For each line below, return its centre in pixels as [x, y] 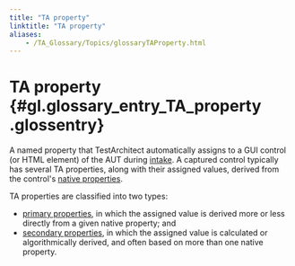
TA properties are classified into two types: [89, 196]
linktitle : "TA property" [57, 26]
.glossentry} [57, 125]
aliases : [26, 34]
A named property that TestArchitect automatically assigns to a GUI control [148, 150]
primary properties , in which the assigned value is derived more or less [153, 214]
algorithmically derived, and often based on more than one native [143, 243]
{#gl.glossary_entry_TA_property [135, 106]
